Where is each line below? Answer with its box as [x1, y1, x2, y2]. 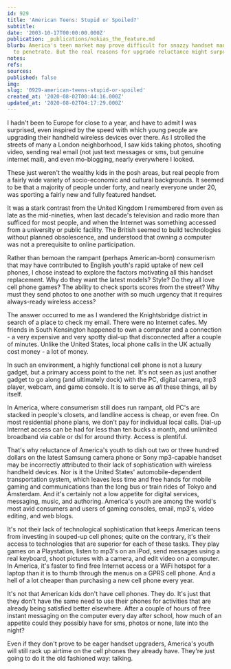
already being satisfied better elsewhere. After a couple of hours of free [7, 604, 211, 613]
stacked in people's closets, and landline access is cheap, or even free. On [7, 410, 219, 418]
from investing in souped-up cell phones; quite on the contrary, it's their [7, 532, 211, 540]
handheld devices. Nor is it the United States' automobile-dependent [7, 467, 202, 476]
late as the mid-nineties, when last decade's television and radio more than [7, 211, 220, 219]
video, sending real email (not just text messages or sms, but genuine [7, 147, 204, 156]
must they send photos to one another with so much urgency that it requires [7, 290, 223, 298]
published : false [7, 74, 57, 81]
